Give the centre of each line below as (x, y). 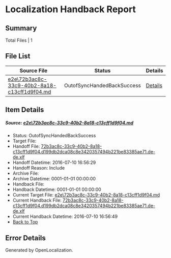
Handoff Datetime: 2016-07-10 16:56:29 (54, 163)
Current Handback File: (37, 200)
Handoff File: (26, 146)
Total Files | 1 (19, 40)
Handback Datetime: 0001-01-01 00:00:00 (57, 189)
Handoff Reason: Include (39, 168)
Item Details (25, 110)
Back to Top (25, 222)
